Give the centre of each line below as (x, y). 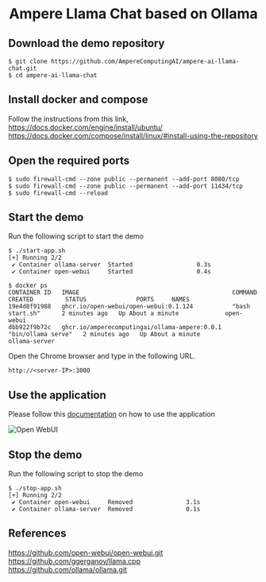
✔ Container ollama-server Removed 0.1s (106, 510)
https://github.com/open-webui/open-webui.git (86, 553)
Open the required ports (69, 161)
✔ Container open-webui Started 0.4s (112, 272)
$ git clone (28, 61)
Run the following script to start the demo (76, 236)
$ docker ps (28, 286)
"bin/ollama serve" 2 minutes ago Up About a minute (104, 335)
